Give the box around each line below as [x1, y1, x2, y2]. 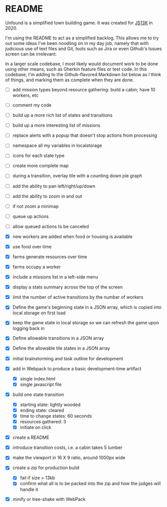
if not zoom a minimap [12, 203, 59, 209]
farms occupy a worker [12, 264, 61, 270]
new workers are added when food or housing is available [12, 233, 133, 240]
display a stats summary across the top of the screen [12, 284, 123, 290]
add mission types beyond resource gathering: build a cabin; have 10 [12, 86, 156, 92]
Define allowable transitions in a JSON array [12, 335, 104, 341]
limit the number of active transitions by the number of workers [12, 294, 143, 300]
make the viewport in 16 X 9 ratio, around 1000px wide [12, 455, 126, 461]
